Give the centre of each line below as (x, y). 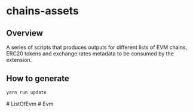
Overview (25, 33)
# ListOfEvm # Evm (30, 104)
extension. (19, 60)
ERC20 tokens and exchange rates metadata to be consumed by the (90, 54)
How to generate (38, 79)
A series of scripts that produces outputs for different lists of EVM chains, (97, 47)
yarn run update (26, 92)
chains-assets (42, 11)
